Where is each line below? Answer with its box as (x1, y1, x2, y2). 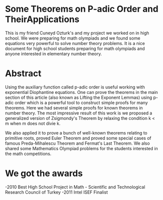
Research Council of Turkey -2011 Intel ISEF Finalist (5, 189, 108, 195)
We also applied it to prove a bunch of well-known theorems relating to (5, 130, 147, 135)
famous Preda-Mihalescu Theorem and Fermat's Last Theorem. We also (5, 140, 150, 146)
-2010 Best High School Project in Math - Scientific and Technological (5, 184, 145, 190)
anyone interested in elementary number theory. (5, 50, 102, 57)
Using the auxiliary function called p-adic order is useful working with (5, 84, 145, 90)
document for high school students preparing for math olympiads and (5, 45, 145, 51)
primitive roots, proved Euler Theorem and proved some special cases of (5, 135, 151, 141)
